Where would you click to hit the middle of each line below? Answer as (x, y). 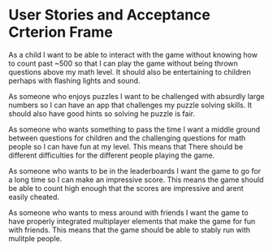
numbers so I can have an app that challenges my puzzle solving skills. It (130, 105)
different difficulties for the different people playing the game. (112, 155)
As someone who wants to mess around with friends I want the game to (129, 212)
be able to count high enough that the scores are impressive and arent (126, 188)
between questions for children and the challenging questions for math (127, 138)
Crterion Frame (61, 32)
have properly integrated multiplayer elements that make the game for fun (132, 221)
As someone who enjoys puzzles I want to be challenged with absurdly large (136, 96)
